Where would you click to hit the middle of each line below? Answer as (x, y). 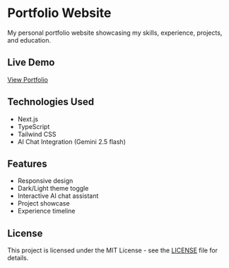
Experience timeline (46, 211)
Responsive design (45, 181)
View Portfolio (28, 79)
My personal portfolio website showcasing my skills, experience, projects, (115, 33)
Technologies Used (51, 102)
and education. (29, 40)
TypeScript (34, 126)
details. (18, 258)
